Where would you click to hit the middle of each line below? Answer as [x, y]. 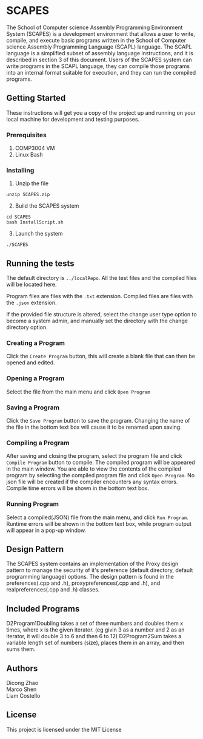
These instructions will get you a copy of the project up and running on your [101, 112]
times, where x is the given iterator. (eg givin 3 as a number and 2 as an [95, 630]
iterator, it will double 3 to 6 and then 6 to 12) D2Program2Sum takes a [94, 636]
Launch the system [39, 234]
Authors [22, 668]
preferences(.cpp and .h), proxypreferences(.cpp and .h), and [83, 583]
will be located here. [32, 284]
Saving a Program [33, 407]
